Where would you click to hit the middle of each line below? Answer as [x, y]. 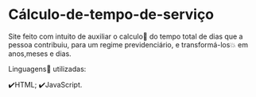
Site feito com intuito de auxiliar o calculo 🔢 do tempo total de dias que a [126, 36]
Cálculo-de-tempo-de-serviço [111, 15]
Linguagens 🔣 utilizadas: [47, 69]
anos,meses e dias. [40, 54]
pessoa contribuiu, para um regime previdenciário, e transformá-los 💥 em [128, 44]
